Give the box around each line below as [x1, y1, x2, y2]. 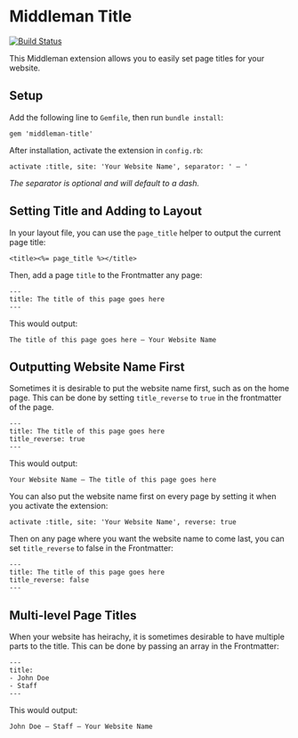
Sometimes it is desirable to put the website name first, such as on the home [9, 383, 290, 394]
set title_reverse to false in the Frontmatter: [9, 543, 173, 553]
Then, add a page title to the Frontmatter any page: [9, 269, 203, 280]
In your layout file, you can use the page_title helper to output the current [9, 227, 281, 238]
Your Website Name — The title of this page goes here [9, 475, 217, 485]
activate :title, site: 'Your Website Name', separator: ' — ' [9, 162, 249, 171]
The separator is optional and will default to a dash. [9, 177, 200, 188]
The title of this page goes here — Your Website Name [9, 335, 217, 344]
